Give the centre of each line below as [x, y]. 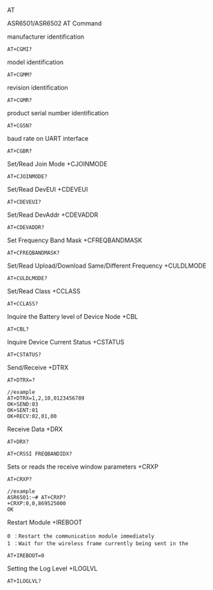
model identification [35, 62]
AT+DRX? [18, 442]
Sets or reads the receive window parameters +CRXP [83, 466]
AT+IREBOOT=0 [26, 555]
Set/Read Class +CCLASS [44, 291]
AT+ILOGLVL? [24, 581]
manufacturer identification [46, 37]
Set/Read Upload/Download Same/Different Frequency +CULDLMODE [107, 266]
